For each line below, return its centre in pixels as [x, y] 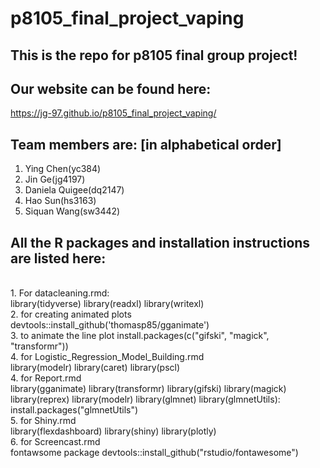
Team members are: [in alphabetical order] [146, 144]
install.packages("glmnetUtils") [74, 410]
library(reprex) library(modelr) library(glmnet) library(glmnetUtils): [145, 399]
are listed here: [58, 258]
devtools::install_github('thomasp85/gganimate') [110, 325]
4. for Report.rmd [46, 378]
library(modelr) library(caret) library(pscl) [95, 368]
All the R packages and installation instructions [160, 242]
